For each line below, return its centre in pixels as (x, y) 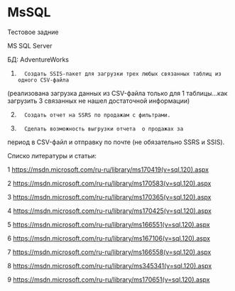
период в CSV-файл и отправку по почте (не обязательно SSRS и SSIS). (116, 142)
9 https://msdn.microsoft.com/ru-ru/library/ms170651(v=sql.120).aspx (109, 279)
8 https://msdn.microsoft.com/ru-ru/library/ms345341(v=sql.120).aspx (110, 265)
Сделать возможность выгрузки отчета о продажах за (104, 128)
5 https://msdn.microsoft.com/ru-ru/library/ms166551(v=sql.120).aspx (109, 224)
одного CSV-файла (43, 80)
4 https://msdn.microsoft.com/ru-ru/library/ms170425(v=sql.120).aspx (109, 211)
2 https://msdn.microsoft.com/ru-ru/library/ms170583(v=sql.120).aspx (109, 183)
